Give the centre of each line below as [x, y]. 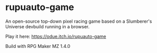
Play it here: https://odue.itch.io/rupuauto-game [56, 36]
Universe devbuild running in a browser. [47, 26]
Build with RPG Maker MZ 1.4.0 [38, 46]
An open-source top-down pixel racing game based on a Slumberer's [79, 21]
